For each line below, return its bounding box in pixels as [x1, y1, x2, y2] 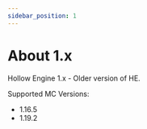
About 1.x [7, 46, 73, 64]
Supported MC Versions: [7, 89, 90, 98]
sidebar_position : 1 [7, 11, 78, 20]
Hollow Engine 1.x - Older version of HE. [7, 73, 141, 83]
